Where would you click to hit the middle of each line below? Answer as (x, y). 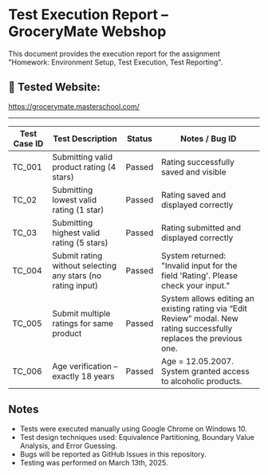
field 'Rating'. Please (199, 275)
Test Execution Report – (89, 15)
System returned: (193, 255)
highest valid (76, 233)
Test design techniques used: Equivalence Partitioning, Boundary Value (137, 437)
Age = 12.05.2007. (197, 361)
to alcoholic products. (201, 381)
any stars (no (77, 275)
